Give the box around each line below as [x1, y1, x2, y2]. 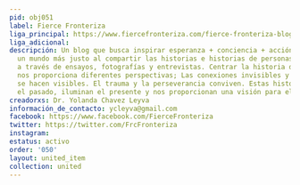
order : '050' [9, 145, 58, 154]
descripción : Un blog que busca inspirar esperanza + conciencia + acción [9, 46, 294, 55]
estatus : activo [9, 137, 70, 146]
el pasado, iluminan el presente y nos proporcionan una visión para [17, 87, 281, 96]
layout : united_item [9, 153, 87, 163]
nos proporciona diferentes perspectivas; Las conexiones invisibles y [17, 71, 290, 80]
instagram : [9, 129, 50, 138]
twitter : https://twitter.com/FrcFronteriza [9, 121, 178, 130]
